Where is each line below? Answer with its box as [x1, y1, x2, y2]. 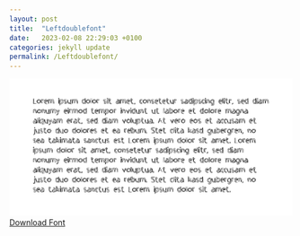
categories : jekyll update [9, 43, 110, 52]
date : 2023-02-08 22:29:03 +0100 [9, 33, 143, 42]
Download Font [9, 217, 66, 228]
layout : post [9, 14, 58, 23]
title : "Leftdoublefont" [9, 23, 106, 33]
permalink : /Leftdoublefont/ [9, 52, 119, 62]
